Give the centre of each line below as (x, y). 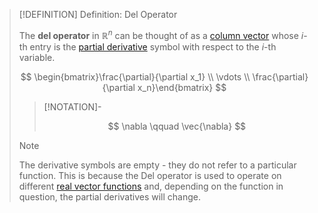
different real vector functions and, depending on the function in (151, 186)
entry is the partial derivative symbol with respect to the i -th (153, 46)
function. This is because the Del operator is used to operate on (150, 175)
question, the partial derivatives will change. (109, 196)
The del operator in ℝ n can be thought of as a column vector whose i (161, 34)
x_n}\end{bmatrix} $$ (182, 87)
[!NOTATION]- (72, 106)
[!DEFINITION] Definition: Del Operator (98, 14)
